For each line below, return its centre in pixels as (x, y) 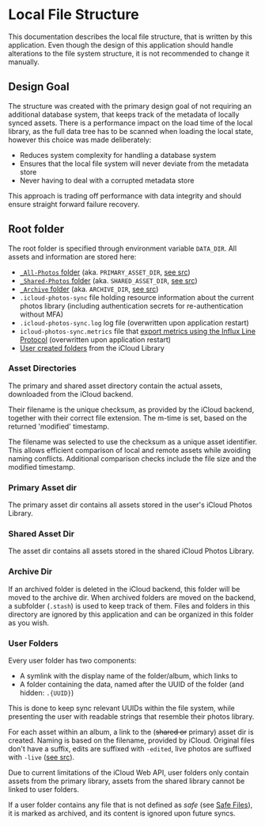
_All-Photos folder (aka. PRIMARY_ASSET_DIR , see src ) (105, 272)
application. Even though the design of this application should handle (121, 44)
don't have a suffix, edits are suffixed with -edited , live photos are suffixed (130, 749)
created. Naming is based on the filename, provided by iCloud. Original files (131, 740)
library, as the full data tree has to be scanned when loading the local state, (131, 131)
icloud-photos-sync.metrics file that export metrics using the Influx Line (137, 331)
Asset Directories (42, 368)
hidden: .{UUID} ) (47, 693)
